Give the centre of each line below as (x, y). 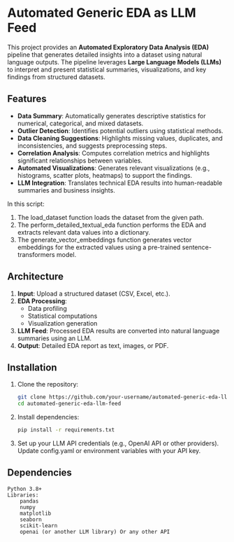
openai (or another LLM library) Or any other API (95, 531)
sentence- (197, 247)
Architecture (36, 277)
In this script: (26, 204)
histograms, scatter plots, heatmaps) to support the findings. (105, 175)
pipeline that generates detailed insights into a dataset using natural (105, 55)
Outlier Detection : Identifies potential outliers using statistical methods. (120, 130)
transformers (36, 254)
